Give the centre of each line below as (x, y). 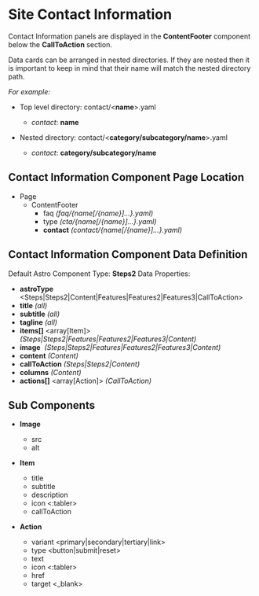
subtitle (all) (40, 314)
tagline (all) (38, 322)
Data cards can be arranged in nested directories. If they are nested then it (129, 60)
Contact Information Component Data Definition (128, 254)
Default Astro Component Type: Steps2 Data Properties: (99, 274)
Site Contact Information (90, 15)
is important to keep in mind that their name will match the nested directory (129, 68)
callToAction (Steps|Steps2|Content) (80, 364)
